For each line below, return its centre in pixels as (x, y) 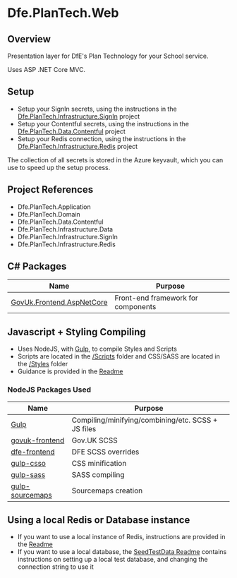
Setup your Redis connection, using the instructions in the (102, 138)
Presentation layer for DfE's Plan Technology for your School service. (108, 56)
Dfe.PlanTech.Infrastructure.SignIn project (79, 116)
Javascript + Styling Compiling (77, 332)
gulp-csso (28, 463)
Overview (29, 39)
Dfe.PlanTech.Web (63, 13)
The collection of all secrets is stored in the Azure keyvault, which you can (115, 159)
